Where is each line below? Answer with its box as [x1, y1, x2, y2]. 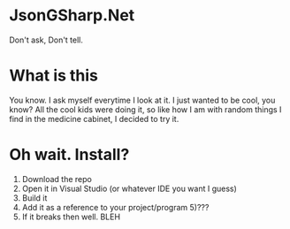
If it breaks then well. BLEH [21, 211, 121, 222]
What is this [9, 65, 99, 86]
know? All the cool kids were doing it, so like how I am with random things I [9, 103, 282, 115]
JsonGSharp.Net [9, 5, 135, 26]
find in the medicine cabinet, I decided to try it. [9, 113, 179, 124]
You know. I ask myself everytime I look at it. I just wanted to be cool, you [9, 95, 276, 105]
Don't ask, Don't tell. [9, 34, 84, 45]
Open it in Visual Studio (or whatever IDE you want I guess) [21, 183, 237, 194]
